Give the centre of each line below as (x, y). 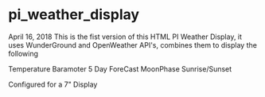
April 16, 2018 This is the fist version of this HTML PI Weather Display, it (125, 37)
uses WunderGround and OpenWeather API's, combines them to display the (132, 45)
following (23, 53)
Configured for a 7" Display (53, 84)
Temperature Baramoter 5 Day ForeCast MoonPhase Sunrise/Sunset (120, 68)
